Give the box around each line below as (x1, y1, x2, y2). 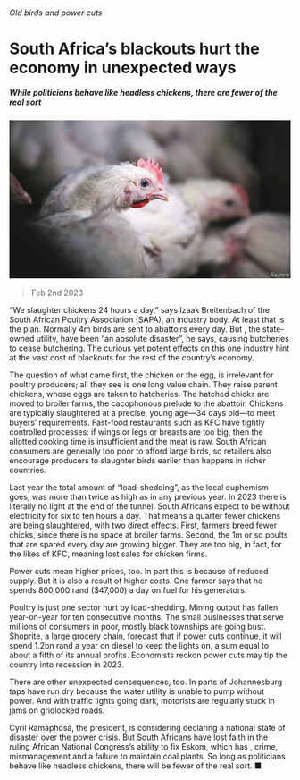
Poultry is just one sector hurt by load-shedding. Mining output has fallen (9, 602, 279, 613)
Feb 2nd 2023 (30, 287, 84, 299)
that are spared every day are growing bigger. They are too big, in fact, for (9, 539, 283, 550)
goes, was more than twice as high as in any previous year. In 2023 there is (9, 492, 287, 503)
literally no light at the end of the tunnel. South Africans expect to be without (9, 501, 290, 512)
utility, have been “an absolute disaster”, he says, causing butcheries (36, 334, 290, 344)
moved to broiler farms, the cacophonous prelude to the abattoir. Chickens (9, 398, 284, 409)
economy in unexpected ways (9, 57, 237, 78)
